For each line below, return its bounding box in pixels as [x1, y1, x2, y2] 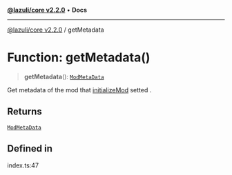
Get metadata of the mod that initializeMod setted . [7, 85, 152, 94]
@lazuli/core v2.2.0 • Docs [7, 6, 88, 14]
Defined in [7, 143, 53, 154]
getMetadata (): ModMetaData [23, 72, 105, 81]
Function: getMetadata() [7, 50, 151, 65]
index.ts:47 [7, 161, 39, 169]
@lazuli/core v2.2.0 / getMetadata [7, 25, 105, 34]
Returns [7, 106, 43, 118]
